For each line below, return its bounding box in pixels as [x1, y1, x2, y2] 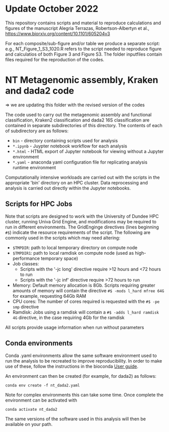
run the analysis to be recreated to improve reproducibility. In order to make [5, 358, 162, 364]
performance [12, 255, 40, 261]
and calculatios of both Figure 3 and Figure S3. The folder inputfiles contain [5, 51, 162, 57]
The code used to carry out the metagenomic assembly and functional [5, 111, 152, 117]
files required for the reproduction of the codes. [5, 56, 104, 62]
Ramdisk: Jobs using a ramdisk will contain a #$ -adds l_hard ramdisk [12, 309, 159, 315]
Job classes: [12, 260, 39, 266]
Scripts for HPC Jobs [5, 200, 73, 208]
